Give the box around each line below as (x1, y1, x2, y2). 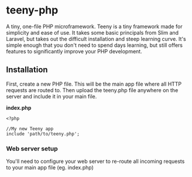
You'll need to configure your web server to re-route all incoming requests (6, 158, 185, 165)
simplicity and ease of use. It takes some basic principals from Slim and (6, 29, 179, 36)
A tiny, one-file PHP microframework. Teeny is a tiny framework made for (6, 23, 183, 30)
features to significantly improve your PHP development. (6, 47, 142, 55)
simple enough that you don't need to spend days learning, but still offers (6, 42, 183, 49)
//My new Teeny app (6, 125, 54, 132)
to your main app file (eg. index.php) (6, 164, 94, 171)
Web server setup (6, 144, 59, 152)
